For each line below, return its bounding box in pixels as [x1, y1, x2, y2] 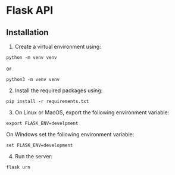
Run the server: [14, 153, 53, 160]
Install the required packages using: [14, 87, 103, 94]
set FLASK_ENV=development [6, 142, 73, 148]
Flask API [6, 4, 54, 17]
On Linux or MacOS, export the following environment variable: [14, 109, 170, 116]
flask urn [6, 164, 31, 170]
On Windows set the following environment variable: [6, 131, 135, 137]
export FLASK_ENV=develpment [6, 120, 79, 126]
